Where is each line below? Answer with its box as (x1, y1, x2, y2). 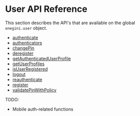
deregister (12, 50, 34, 56)
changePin (12, 45, 35, 51)
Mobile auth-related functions (12, 106, 73, 112)
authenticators (12, 39, 42, 45)
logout (12, 71, 26, 77)
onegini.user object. (5, 25, 47, 31)
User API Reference (5, 3, 88, 15)
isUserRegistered (12, 66, 48, 72)
